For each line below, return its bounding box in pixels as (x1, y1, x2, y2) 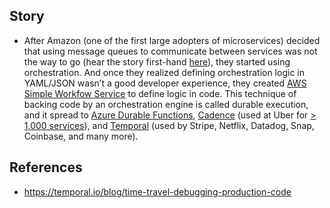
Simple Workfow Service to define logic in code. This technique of (23, 87, 297, 99)
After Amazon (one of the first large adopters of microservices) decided (23, 34, 321, 46)
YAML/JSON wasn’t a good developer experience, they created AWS (23, 77, 307, 89)
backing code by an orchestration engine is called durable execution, (23, 98, 309, 110)
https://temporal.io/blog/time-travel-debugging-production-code (23, 185, 292, 198)
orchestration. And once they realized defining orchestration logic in (23, 66, 305, 78)
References (9, 159, 83, 176)
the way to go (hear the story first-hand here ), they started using (23, 55, 291, 68)
